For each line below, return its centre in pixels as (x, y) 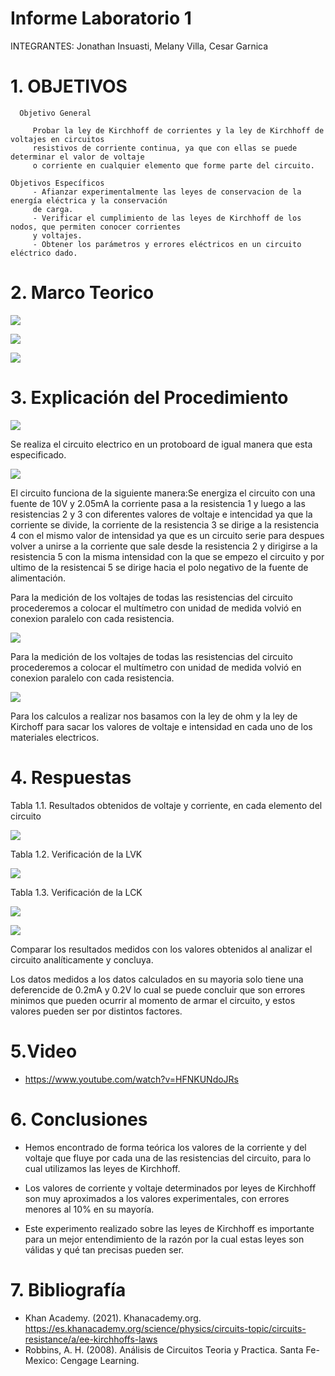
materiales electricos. (55, 737)
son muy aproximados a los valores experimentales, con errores (157, 1198)
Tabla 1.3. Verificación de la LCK (76, 892)
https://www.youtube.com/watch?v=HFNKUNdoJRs (132, 1079)
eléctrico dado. (44, 253)
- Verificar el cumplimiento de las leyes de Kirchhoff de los (167, 218)
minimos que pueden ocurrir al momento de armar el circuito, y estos (153, 1000)
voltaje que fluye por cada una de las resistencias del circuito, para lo (168, 1158)
